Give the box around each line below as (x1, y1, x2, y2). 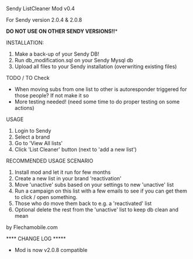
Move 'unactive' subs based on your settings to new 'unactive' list (14, 181, 174, 188)
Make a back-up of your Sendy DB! (14, 51, 99, 58)
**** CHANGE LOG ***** (6, 235, 66, 242)
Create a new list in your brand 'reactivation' (14, 175, 122, 181)
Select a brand (14, 133, 50, 140)
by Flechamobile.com (6, 224, 58, 231)
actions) (14, 105, 35, 111)
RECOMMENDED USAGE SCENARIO (6, 157, 94, 164)
